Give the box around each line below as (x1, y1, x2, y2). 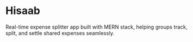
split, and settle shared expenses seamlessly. (5, 29, 115, 36)
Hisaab (5, 4, 40, 17)
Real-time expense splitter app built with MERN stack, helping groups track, (5, 23, 188, 30)
